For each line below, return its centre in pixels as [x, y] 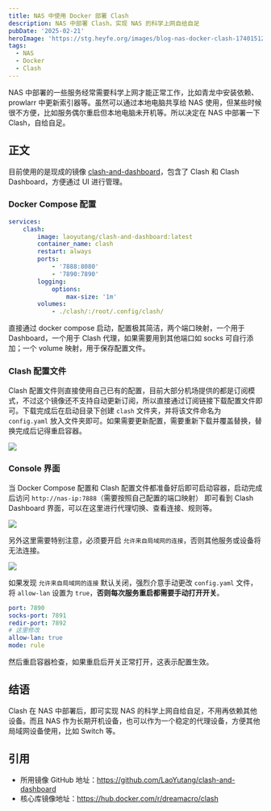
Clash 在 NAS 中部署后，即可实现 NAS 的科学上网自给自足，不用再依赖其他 [133, 710]
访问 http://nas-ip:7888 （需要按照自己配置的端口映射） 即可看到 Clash [134, 498]
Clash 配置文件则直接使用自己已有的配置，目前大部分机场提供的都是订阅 [128, 390]
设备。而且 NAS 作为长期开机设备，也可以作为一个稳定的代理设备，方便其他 [134, 721]
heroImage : [27, 38]
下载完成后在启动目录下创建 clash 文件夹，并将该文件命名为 [122, 410]
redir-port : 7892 [38, 623]
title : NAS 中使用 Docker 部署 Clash [69, 16]
